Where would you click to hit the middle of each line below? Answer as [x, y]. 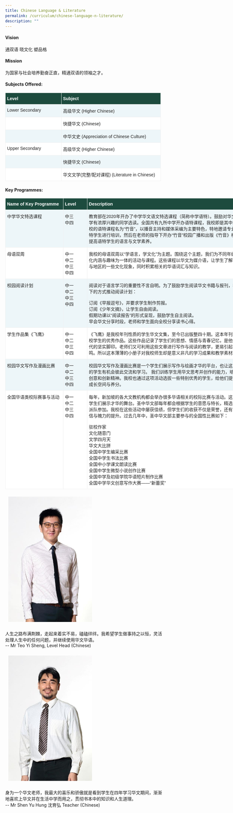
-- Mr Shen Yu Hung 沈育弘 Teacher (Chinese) [53, 805]
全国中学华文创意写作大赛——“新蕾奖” [127, 483]
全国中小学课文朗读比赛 [113, 464]
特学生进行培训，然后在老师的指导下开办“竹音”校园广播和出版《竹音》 [160, 235]
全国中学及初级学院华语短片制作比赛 [126, 477]
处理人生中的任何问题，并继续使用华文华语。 [51, 640]
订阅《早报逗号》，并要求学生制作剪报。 [129, 303]
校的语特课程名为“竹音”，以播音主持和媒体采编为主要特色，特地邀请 [158, 229]
